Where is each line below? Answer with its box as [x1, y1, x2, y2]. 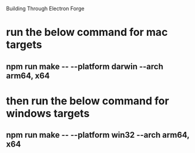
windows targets [6, 107, 90, 120]
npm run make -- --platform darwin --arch [6, 61, 163, 71]
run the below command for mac [6, 26, 168, 39]
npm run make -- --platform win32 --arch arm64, [6, 130, 190, 140]
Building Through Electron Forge [6, 5, 85, 12]
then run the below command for [6, 94, 169, 108]
